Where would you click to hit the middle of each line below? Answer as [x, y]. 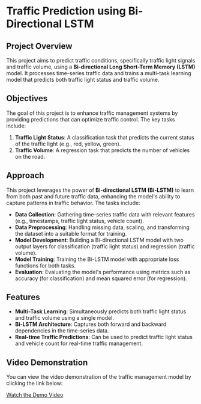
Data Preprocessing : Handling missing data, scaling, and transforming [102, 227]
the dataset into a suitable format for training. [71, 233]
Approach [25, 176]
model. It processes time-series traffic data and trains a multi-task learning [99, 73]
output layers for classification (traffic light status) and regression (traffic [105, 246]
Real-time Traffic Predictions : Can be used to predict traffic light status [104, 337]
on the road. [30, 156]
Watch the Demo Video [35, 395]
